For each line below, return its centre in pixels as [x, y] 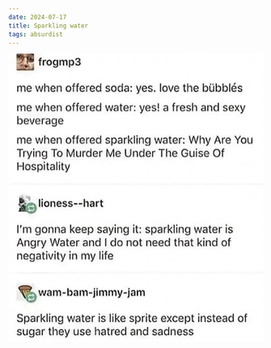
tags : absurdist [36, 34]
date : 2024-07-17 [38, 17]
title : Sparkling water [49, 25]
